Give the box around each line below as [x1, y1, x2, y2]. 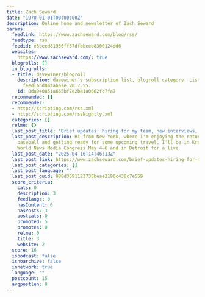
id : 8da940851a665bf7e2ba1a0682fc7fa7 [17, 88, 116, 95]
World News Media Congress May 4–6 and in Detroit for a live [17, 145, 179, 151]
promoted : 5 [17, 219, 48, 225]
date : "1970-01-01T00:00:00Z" [6, 15, 84, 21]
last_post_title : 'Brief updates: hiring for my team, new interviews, [12, 128, 198, 134]
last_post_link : [12, 156, 53, 162]
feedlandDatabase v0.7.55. [22, 83, 92, 89]
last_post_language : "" [12, 168, 72, 174]
